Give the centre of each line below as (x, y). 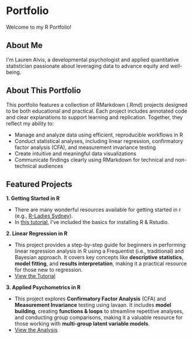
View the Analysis (36, 330)
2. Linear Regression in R (37, 233)
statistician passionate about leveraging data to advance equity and (88, 66)
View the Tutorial (35, 276)
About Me (24, 45)
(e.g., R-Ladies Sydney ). (44, 216)
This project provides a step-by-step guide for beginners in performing (100, 245)
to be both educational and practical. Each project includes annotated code (97, 111)
